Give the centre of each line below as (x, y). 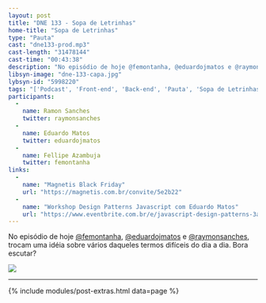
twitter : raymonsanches (62, 119)
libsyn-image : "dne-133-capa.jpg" (65, 74)
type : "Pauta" (32, 38)
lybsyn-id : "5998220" (44, 81)
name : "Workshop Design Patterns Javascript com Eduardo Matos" (131, 206)
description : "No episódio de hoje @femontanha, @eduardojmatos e (120, 67)
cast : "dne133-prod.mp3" (49, 45)
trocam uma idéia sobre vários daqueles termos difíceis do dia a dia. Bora (128, 245)
